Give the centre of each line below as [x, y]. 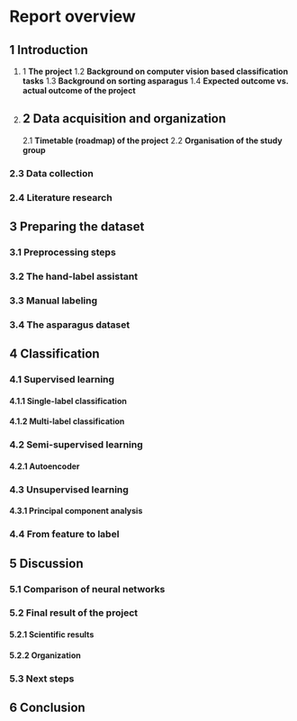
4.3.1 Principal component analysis [76, 511]
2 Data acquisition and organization [124, 119]
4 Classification [55, 354]
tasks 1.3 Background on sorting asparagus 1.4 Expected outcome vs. [155, 81]
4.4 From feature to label [64, 535]
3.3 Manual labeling [54, 301]
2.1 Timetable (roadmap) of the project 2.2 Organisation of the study [152, 140]
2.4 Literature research [61, 197]
